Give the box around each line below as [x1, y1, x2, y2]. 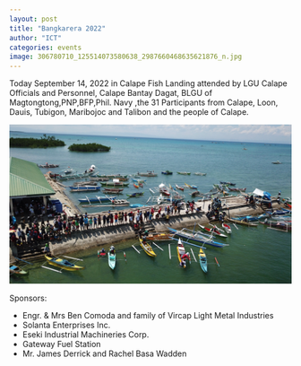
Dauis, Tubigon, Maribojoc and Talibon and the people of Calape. [9, 107, 249, 118]
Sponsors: [9, 292, 47, 303]
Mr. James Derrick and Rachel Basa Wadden [21, 348, 187, 359]
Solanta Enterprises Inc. [21, 319, 111, 330]
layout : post [9, 14, 58, 23]
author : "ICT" [9, 33, 63, 42]
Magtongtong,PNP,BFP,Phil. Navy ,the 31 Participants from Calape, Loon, [9, 97, 279, 108]
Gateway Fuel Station [21, 338, 101, 349]
